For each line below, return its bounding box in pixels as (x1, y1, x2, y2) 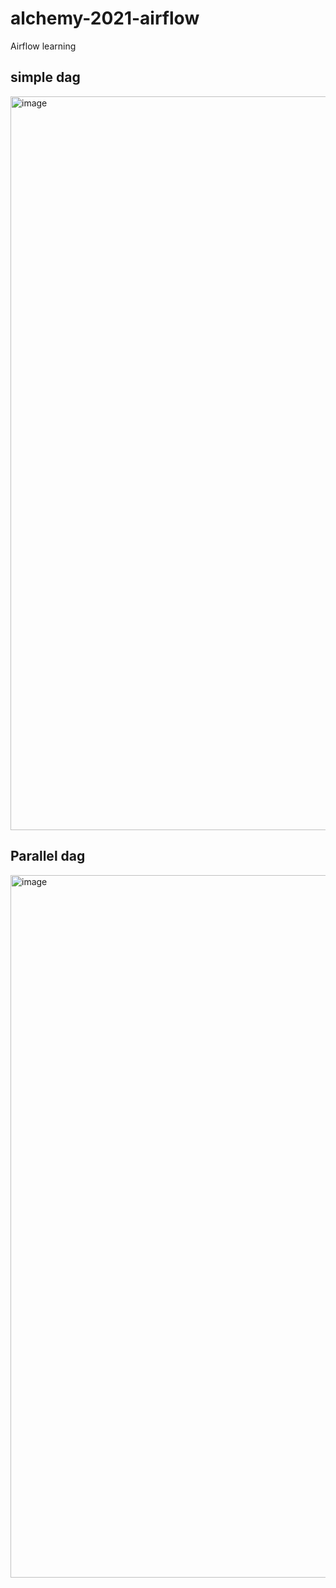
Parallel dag (10, 848, 86, 865)
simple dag (10, 69, 81, 86)
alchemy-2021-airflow (10, 7, 200, 30)
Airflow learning (10, 40, 77, 52)
